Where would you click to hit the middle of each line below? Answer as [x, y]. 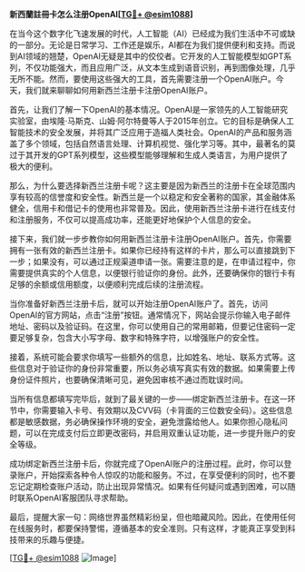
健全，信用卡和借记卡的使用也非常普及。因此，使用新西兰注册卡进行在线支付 [152, 208]
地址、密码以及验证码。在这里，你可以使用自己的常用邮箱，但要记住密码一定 [152, 326]
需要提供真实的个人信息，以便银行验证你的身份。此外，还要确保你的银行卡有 [152, 273]
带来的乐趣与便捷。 [53, 540]
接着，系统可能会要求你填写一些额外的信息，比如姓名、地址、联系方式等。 [148, 357]
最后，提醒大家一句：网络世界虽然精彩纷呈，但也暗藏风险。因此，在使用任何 [152, 517]
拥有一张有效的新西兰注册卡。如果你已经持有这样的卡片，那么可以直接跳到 [148, 250]
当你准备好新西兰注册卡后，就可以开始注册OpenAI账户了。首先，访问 [139, 304]
